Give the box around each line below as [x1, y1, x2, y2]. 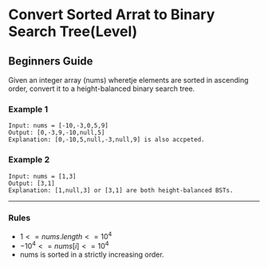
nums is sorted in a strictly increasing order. [19, 249, 165, 260]
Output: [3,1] [8, 179, 56, 187]
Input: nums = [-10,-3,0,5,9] [8, 122, 109, 130]
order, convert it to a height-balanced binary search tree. [8, 84, 195, 93]
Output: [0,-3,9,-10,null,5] [8, 129, 105, 137]
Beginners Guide [8, 54, 93, 68]
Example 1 [8, 104, 49, 115]
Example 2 [8, 154, 50, 165]
